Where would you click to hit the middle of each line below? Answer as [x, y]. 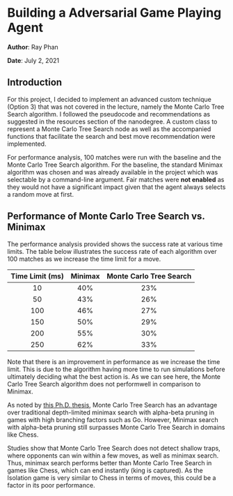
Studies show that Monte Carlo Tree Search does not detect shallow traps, [114, 448]
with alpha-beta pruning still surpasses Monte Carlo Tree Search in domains [116, 427]
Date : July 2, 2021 [33, 60]
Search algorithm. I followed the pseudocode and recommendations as [109, 114]
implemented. [27, 144]
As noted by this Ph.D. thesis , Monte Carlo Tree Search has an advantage [112, 405]
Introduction [35, 83]
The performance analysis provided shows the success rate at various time [115, 244]
